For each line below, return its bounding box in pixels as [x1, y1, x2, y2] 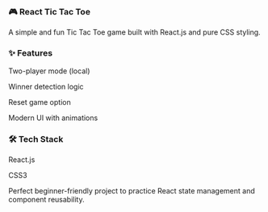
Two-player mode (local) [8, 66, 90, 76]
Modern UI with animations [8, 113, 98, 123]
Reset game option [8, 97, 71, 106]
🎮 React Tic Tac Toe [8, 6, 91, 17]
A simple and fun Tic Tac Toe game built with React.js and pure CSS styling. [8, 27, 261, 37]
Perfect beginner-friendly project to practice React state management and [8, 185, 256, 195]
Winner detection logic [8, 81, 84, 91]
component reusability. [8, 194, 85, 204]
